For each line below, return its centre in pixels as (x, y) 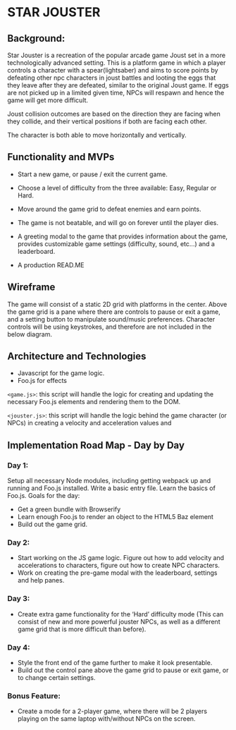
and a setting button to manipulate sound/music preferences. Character (111, 319)
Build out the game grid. (52, 524)
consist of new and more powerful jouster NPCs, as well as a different (119, 621)
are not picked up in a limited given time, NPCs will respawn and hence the (116, 93)
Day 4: (19, 647)
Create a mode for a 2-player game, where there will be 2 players (112, 711)
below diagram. (30, 334)
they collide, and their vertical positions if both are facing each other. (107, 121)
